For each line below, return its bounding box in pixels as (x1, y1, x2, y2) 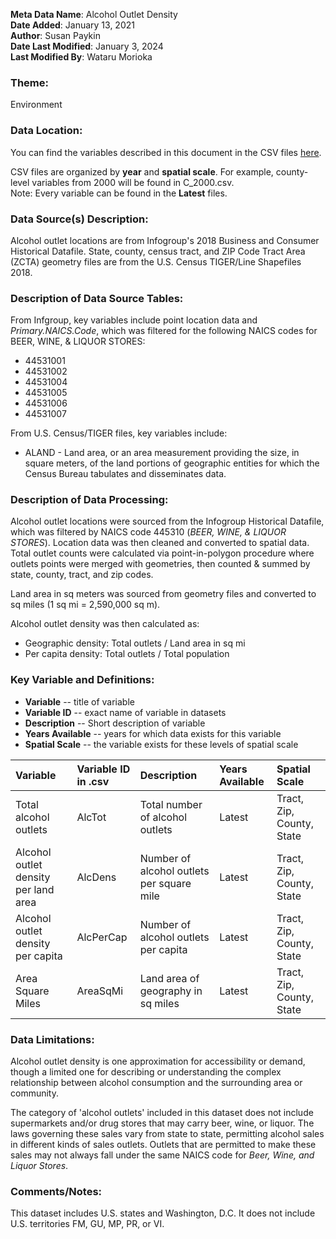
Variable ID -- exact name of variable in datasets (24, 706, 227, 718)
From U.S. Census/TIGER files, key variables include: (10, 427, 228, 439)
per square (139, 876, 192, 890)
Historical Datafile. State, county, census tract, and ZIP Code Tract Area (10, 245, 306, 257)
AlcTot (76, 810, 107, 824)
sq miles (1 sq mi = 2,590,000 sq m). (10, 599, 161, 611)
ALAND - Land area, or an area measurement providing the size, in (24, 447, 300, 459)
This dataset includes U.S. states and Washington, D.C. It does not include (10, 1207, 316, 1219)
